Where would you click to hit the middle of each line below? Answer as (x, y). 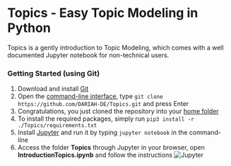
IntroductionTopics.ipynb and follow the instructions (95, 155)
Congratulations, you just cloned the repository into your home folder (118, 112)
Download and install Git (53, 89)
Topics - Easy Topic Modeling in (103, 13)
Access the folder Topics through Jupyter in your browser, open (111, 148)
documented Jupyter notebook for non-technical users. (88, 55)
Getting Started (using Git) (54, 73)
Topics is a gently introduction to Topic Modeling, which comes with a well (115, 47)
